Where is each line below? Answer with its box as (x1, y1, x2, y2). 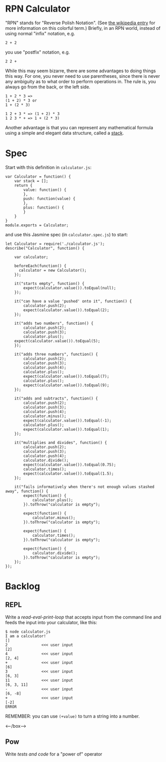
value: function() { (23, 187, 67, 192)
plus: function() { (23, 205, 65, 210)
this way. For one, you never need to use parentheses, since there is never (5, 73, 160, 79)
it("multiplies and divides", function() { (14, 440, 107, 445)
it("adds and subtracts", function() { (14, 396, 98, 401)
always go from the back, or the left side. (5, 84, 91, 90)
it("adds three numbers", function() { (14, 351, 98, 357)
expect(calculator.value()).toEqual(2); (23, 308, 109, 313)
